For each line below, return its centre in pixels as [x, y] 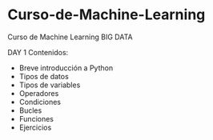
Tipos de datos [44, 76]
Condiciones [40, 102]
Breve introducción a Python [66, 68]
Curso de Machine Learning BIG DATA [70, 37]
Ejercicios [35, 127]
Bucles [30, 110]
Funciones [36, 118]
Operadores [39, 93]
